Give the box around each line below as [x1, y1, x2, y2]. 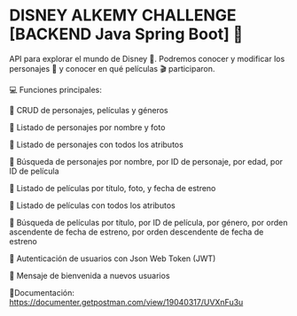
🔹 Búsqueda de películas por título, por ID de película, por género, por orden [9, 217, 288, 227]
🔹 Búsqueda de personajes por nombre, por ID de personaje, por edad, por [9, 156, 284, 166]
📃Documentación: [9, 287, 75, 297]
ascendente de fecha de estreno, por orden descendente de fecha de [9, 227, 264, 237]
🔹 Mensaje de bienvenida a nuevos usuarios [9, 270, 170, 281]
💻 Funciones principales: [9, 84, 102, 95]
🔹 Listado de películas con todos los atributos [9, 200, 176, 211]
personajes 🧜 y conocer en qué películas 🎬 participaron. [9, 63, 215, 73]
